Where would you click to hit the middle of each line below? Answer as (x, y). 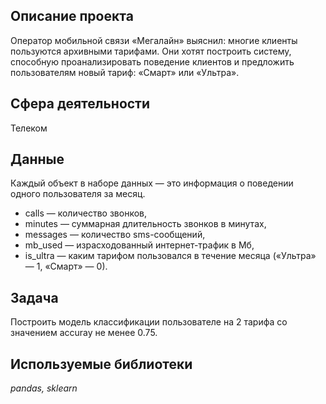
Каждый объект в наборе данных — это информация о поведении (152, 183)
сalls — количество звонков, (85, 213)
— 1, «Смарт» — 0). (66, 266)
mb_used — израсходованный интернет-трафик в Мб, (139, 245)
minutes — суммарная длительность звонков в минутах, (145, 224)
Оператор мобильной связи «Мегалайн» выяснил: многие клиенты (154, 40)
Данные (37, 159)
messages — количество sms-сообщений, (115, 235)
